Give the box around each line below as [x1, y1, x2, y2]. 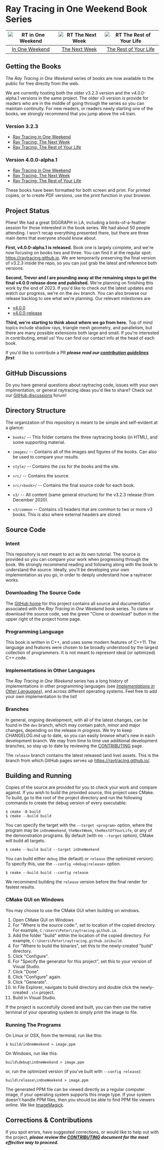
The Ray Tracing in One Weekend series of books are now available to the [5, 75, 154, 81]
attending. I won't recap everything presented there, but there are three [5, 230, 149, 236]
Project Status [5, 206, 50, 215]
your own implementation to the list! [5, 694, 77, 699]
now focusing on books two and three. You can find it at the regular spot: [5, 250, 152, 256]
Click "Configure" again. [12, 974, 61, 980]
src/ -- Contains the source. [12, 473, 70, 478]
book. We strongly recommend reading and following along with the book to [5, 562, 158, 568]
